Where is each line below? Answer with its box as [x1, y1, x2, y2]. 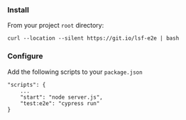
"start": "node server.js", [20, 94, 103, 101]
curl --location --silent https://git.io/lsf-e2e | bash [7, 35, 180, 42]
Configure [7, 51, 43, 61]
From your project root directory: [7, 21, 104, 30]
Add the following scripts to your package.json [7, 67, 143, 76]
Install [7, 5, 30, 15]
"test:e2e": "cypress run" [20, 99, 100, 107]
